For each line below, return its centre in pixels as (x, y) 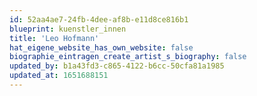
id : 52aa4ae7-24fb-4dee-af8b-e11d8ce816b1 (99, 19)
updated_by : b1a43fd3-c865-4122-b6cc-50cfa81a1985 (117, 66)
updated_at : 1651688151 (59, 76)
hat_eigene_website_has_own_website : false (101, 47)
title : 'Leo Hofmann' (54, 38)
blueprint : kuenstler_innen (68, 29)
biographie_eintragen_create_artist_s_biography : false (128, 57)
